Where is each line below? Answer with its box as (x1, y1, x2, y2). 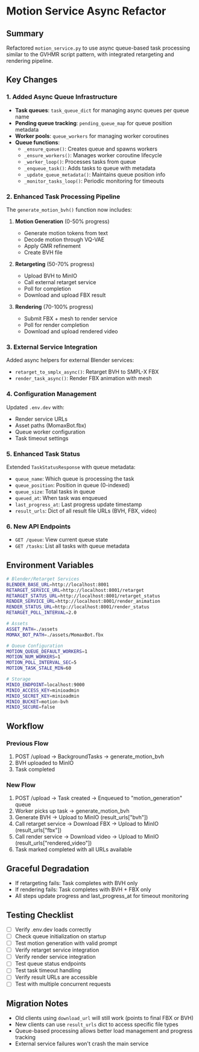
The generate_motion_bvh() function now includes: (6, 206, 133, 213)
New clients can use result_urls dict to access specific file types (14, 1021, 179, 1028)
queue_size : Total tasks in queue (14, 488, 95, 495)
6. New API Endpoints (6, 522, 71, 530)
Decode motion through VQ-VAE (24, 236, 104, 243)
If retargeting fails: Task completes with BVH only (14, 880, 138, 887)
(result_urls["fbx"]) (14, 826, 62, 834)
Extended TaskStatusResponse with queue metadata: (6, 463, 136, 470)
